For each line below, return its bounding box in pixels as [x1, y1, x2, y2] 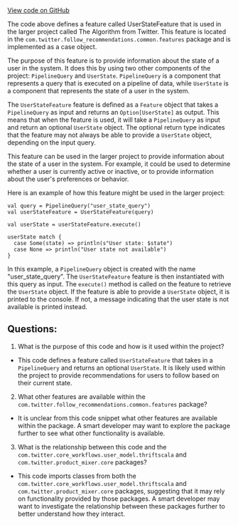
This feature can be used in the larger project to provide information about [7, 152, 225, 160]
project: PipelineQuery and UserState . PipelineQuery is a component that [7, 71, 221, 80]
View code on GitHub [7, 6, 70, 14]
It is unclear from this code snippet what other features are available [17, 413, 218, 422]
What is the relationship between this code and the [17, 442, 167, 451]
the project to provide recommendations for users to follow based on [17, 370, 220, 380]
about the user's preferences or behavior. [7, 175, 129, 183]
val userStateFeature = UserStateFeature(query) [7, 209, 154, 216]
